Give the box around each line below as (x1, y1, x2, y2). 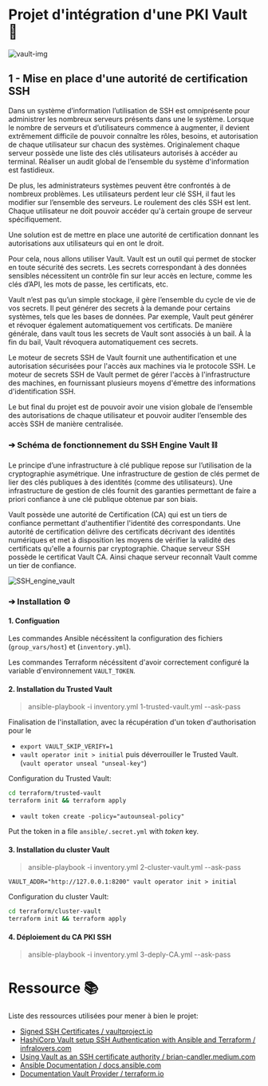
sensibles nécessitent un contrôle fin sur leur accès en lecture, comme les (8, 271, 253, 280)
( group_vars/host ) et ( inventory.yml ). (8, 642, 132, 652)
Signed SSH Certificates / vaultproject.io (19, 1027, 153, 1037)
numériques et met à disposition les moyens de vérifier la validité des (8, 535, 236, 545)
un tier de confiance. (8, 561, 77, 571)
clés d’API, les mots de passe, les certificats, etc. (8, 279, 169, 289)
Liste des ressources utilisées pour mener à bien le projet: (8, 1011, 199, 1021)
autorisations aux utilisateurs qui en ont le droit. (8, 238, 164, 248)
